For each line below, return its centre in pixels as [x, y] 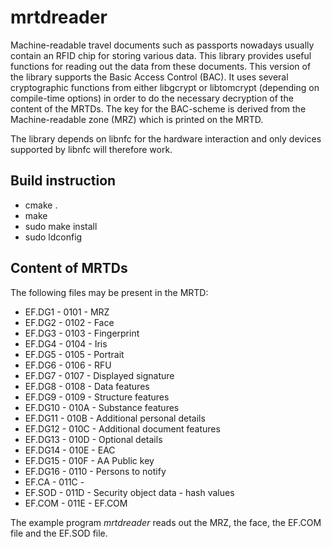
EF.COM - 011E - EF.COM [76, 503]
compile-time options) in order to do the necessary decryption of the [152, 98]
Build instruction [63, 181]
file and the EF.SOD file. [59, 533]
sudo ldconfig [53, 237]
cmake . [41, 205]
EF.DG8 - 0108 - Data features [87, 386]
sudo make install [61, 226]
